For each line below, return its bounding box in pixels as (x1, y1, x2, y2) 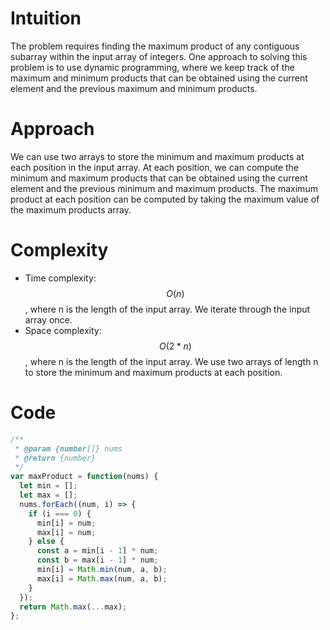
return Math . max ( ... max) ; (19, 602, 128, 612)
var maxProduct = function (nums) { (10, 472, 159, 482)
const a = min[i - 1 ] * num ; (36, 546, 159, 556)
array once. (24, 313, 73, 326)
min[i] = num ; (36, 518, 97, 528)
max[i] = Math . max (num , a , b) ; (36, 573, 168, 584)
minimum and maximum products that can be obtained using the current (10, 172, 308, 184)
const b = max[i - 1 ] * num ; (36, 555, 159, 566)
